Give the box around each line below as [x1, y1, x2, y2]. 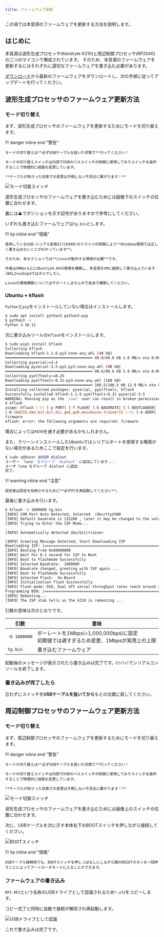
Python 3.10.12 [5, 323, 36, 327]
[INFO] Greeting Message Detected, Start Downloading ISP [5, 539, 125, 544]
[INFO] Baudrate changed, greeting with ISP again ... [5, 566, 119, 571]
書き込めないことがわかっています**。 [8, 247, 75, 252]
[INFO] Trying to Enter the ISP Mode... [5, 521, 89, 526]
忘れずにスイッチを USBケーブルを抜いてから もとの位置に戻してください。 [5, 691, 155, 697]
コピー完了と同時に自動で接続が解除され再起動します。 [5, 906, 116, 912]
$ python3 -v [5, 318, 32, 323]
